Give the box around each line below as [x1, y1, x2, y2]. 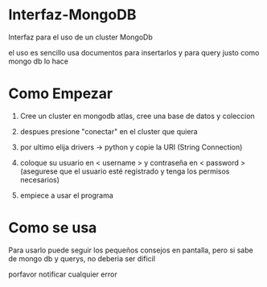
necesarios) [19, 174, 60, 184]
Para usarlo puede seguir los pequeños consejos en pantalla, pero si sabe [8, 245, 253, 255]
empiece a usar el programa [19, 191, 114, 200]
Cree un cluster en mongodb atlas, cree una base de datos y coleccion [19, 111, 255, 121]
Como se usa [8, 219, 97, 237]
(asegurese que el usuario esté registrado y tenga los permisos [19, 166, 230, 176]
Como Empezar [8, 84, 113, 103]
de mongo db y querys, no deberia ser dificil [8, 253, 155, 263]
